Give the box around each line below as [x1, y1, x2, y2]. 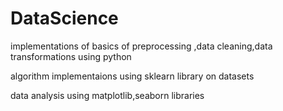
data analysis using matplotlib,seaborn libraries [10, 89, 205, 101]
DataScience [10, 7, 119, 30]
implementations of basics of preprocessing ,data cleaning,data [10, 40, 273, 52]
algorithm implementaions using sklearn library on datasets [10, 70, 255, 82]
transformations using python [10, 50, 132, 62]
